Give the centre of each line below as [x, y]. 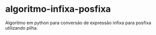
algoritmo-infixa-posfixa [58, 9]
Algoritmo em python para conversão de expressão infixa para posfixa [78, 23]
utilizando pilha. [22, 28]
